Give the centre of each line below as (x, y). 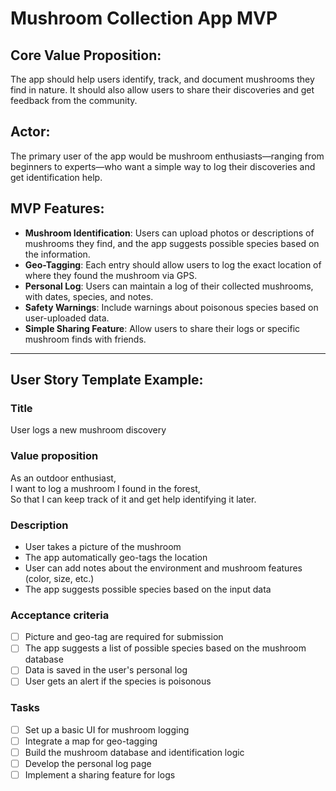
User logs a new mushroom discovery (88, 430)
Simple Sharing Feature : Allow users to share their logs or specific (162, 328)
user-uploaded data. (67, 318)
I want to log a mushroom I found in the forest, (105, 488)
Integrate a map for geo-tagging (91, 741)
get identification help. (56, 177)
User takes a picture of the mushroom (103, 546)
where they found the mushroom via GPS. (111, 275)
